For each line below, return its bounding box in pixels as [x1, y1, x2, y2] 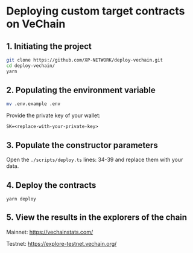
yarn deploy [6, 196, 36, 202]
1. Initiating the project [6, 41, 92, 51]
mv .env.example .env [6, 101, 61, 107]
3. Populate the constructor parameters [6, 140, 158, 150]
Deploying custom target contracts [6, 4, 185, 18]
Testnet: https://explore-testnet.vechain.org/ [6, 240, 117, 247]
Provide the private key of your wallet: [6, 112, 101, 119]
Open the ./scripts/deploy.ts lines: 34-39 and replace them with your [6, 156, 183, 164]
